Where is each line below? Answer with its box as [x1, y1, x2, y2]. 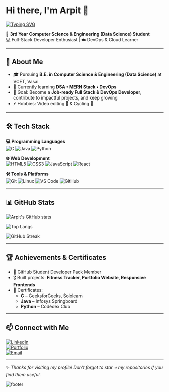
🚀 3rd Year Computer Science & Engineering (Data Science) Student [6, 31, 150, 37]
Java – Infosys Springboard [20, 298, 78, 304]
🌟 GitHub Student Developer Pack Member [13, 269, 102, 275]
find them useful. [6, 372, 41, 377]
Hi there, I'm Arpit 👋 [6, 5, 89, 16]
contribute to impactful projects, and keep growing [13, 94, 118, 101]
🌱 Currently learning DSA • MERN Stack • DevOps [13, 84, 117, 90]
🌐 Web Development [6, 155, 50, 161]
